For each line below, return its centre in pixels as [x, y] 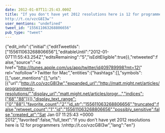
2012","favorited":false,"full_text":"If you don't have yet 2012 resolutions [78, 120]
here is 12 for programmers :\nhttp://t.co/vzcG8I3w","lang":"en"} [70, 125]
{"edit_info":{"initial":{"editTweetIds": [42, 47]
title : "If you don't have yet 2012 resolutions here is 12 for [72, 14]
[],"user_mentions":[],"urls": [33, 78]
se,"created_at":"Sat [26, 115]
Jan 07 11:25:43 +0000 [70, 115]
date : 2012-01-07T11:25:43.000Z [38, 10]
